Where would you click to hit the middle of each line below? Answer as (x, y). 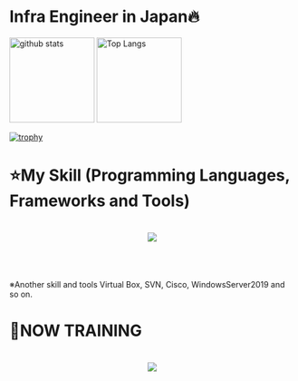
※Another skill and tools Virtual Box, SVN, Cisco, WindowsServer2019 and (147, 285)
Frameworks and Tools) (100, 201)
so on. (21, 294)
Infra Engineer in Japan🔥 (105, 17)
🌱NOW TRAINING (76, 331)
